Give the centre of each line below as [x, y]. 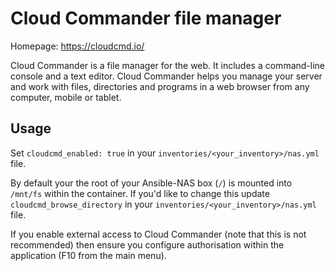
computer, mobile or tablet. [66, 97]
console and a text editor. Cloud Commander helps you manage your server [166, 76]
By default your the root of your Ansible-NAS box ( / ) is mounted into [151, 183]
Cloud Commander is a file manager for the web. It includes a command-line [168, 65]
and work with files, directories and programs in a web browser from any [160, 86]
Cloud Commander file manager [146, 18]
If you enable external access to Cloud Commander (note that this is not [158, 234]
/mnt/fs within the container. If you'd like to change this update [140, 193]
